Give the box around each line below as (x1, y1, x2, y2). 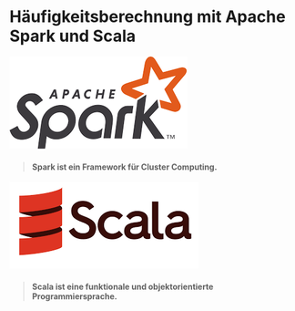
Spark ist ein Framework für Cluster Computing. (31, 161, 218, 172)
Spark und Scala (9, 26, 137, 47)
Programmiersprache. (31, 290, 117, 302)
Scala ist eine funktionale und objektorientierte (31, 281, 214, 292)
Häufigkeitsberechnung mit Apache (9, 6, 286, 27)
